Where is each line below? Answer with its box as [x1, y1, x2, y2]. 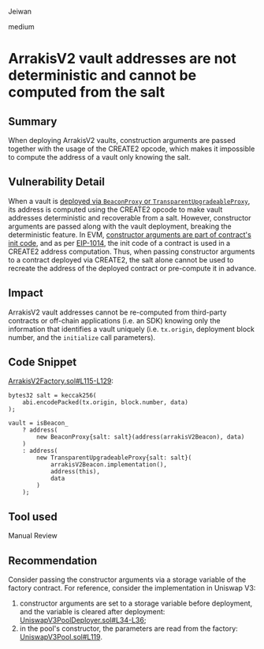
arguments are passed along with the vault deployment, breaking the [8, 221, 232, 231]
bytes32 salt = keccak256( [8, 391, 97, 400]
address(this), [50, 468, 101, 476]
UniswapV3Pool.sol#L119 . [19, 632, 102, 642]
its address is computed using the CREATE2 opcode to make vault [8, 205, 223, 214]
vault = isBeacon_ [8, 419, 69, 428]
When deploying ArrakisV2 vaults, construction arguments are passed [8, 136, 236, 145]
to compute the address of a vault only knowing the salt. [8, 153, 191, 161]
